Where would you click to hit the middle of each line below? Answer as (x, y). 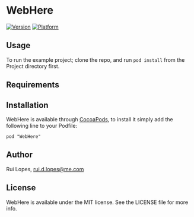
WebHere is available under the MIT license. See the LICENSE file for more (97, 202)
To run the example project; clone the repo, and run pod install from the (96, 59)
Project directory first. (33, 66)
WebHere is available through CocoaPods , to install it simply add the (90, 119)
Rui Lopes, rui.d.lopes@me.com (45, 169)
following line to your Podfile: (42, 125)
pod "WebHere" (24, 136)
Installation (27, 105)
